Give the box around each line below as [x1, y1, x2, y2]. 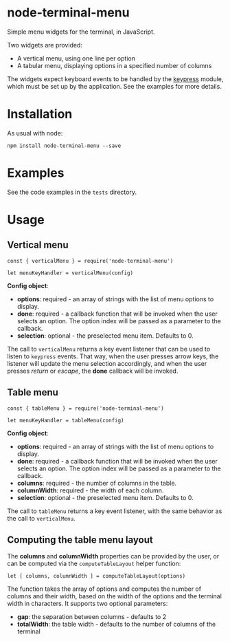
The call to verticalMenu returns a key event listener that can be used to [7, 345, 211, 353]
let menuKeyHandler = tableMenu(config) [7, 417, 125, 424]
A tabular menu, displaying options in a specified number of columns [16, 61, 212, 69]
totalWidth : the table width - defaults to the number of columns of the [16, 620, 216, 629]
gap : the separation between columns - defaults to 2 [16, 613, 167, 621]
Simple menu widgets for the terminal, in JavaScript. [7, 28, 155, 36]
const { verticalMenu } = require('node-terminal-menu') [7, 257, 174, 264]
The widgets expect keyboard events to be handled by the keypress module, [7, 74, 224, 83]
